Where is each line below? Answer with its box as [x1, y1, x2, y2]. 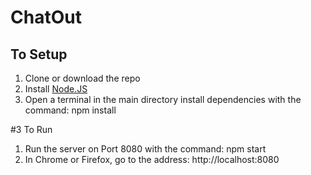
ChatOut [10, 6, 82, 29]
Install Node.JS [24, 83, 88, 95]
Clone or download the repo [24, 72, 141, 84]
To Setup [10, 46, 68, 63]
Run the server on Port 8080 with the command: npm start [24, 143, 267, 155]
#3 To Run [10, 124, 53, 135]
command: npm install [24, 104, 117, 116]
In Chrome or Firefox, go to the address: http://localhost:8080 [24, 154, 280, 165]
